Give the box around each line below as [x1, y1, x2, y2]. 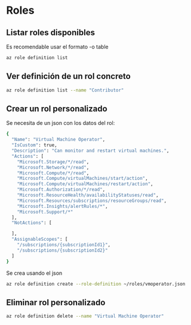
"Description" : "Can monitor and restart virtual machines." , [11, 148, 170, 154]
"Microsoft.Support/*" [17, 209, 73, 215]
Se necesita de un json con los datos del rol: [6, 119, 115, 127]
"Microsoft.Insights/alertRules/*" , [17, 203, 109, 209]
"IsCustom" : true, [11, 142, 58, 148]
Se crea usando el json [6, 269, 63, 277]
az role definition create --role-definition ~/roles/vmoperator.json [6, 281, 186, 287]
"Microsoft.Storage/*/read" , [17, 159, 90, 165]
